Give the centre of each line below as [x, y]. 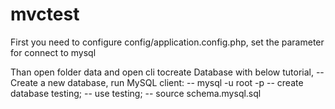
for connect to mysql [53, 52]
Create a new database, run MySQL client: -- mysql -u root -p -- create [157, 82]
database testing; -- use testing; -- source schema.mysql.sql [136, 93]
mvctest [45, 14]
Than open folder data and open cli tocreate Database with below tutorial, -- [167, 72]
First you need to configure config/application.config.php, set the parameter [167, 42]
